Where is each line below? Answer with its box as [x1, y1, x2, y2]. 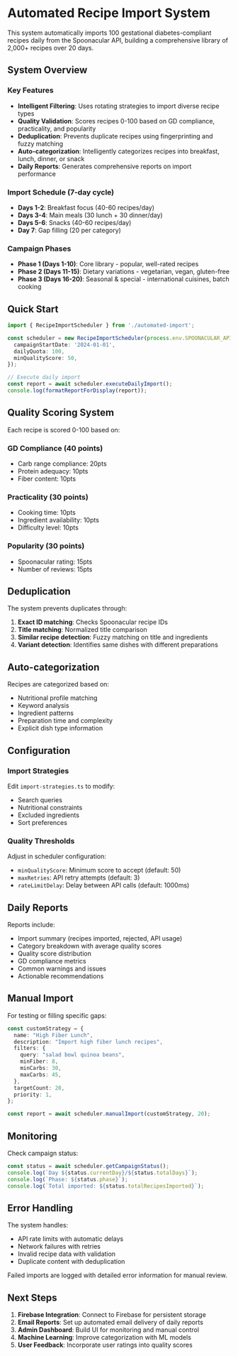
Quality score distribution [17, 949, 92, 958]
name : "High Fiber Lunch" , [13, 1032, 93, 1039]
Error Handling [7, 1202, 73, 1214]
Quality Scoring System [7, 407, 115, 419]
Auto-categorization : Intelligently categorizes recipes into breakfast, [17, 147, 220, 155]
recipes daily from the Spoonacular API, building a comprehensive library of [7, 35, 229, 44]
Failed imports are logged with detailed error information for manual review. [7, 1271, 228, 1279]
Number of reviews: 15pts [17, 564, 93, 573]
